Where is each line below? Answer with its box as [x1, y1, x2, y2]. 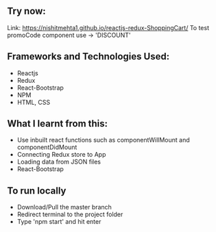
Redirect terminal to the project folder [16, 210, 123, 218]
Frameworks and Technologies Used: [7, 51, 170, 62]
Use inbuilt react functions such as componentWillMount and [16, 136, 190, 144]
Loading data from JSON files [16, 157, 101, 166]
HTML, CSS [16, 98, 50, 106]
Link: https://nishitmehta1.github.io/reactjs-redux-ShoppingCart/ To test [7, 23, 209, 31]
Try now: [7, 5, 46, 17]
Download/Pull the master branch [16, 203, 112, 211]
